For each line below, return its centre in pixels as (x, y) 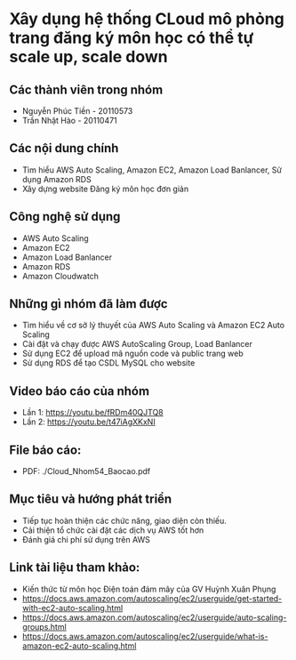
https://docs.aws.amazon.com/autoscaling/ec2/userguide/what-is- (145, 636)
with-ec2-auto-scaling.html (72, 608)
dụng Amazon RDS (56, 179)
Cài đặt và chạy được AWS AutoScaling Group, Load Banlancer (137, 344)
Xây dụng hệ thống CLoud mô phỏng (147, 19)
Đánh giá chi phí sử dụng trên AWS (86, 539)
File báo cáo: (45, 450)
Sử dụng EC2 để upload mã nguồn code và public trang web (133, 354)
